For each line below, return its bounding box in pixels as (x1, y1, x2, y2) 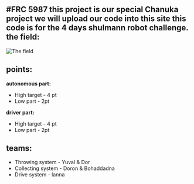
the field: (6, 32, 40, 42)
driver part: (6, 109, 35, 116)
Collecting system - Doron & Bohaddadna (14, 165, 115, 172)
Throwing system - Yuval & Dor (14, 159, 90, 166)
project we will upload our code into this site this (6, 14, 186, 24)
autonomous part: (6, 80, 51, 87)
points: (6, 64, 33, 75)
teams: (6, 143, 32, 154)
